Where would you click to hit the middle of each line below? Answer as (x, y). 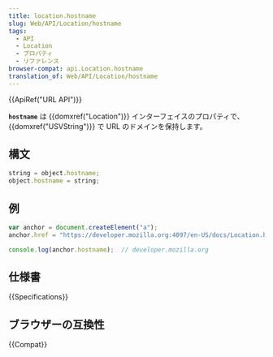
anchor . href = (32, 235)
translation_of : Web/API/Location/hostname (83, 76)
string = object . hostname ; (54, 174)
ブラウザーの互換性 (56, 324)
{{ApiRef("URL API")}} (45, 99)
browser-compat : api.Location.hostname (76, 69)
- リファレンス (37, 62)
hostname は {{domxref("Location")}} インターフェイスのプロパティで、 (126, 116)
